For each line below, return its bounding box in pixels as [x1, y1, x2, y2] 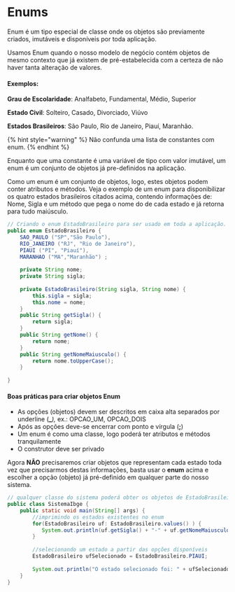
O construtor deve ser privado [17, 445, 105, 453]
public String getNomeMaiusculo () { [20, 351, 127, 358]
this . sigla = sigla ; [32, 292, 92, 299]
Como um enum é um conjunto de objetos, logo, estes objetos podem [7, 178, 208, 186]
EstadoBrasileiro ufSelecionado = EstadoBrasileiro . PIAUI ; [32, 553, 208, 560]
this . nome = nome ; [32, 299, 86, 306]
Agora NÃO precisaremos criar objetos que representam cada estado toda [7, 458, 222, 467]
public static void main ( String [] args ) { [20, 507, 145, 514]
